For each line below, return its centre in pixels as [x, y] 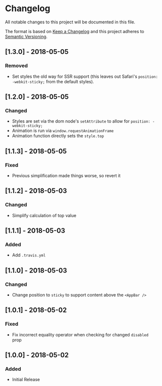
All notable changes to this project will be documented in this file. [70, 22]
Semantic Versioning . [26, 37]
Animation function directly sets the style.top [58, 136]
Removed [16, 66]
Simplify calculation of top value [44, 215]
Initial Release [26, 380]
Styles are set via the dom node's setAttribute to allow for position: [81, 121]
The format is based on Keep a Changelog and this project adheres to [75, 31]
